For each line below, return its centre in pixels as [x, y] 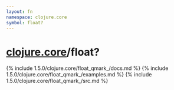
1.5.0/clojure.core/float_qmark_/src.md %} [57, 81]
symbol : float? [25, 22]
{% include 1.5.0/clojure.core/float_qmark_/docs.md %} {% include [87, 68]
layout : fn [19, 12]
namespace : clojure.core [37, 17]
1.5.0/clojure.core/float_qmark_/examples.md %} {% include [79, 75]
